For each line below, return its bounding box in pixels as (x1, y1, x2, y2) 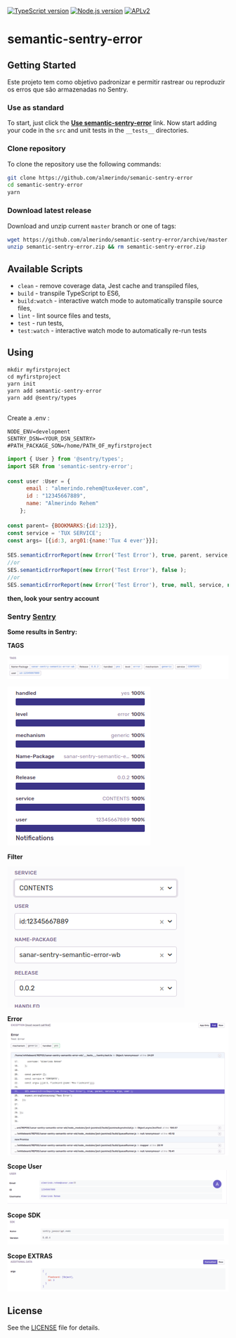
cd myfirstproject (7, 373, 61, 380)
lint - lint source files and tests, (17, 311, 111, 320)
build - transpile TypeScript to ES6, (17, 289, 121, 298)
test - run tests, (17, 319, 65, 327)
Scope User (7, 1162, 42, 1170)
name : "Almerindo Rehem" (25, 500, 99, 507)
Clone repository (7, 144, 66, 154)
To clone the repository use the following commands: (7, 160, 162, 168)
